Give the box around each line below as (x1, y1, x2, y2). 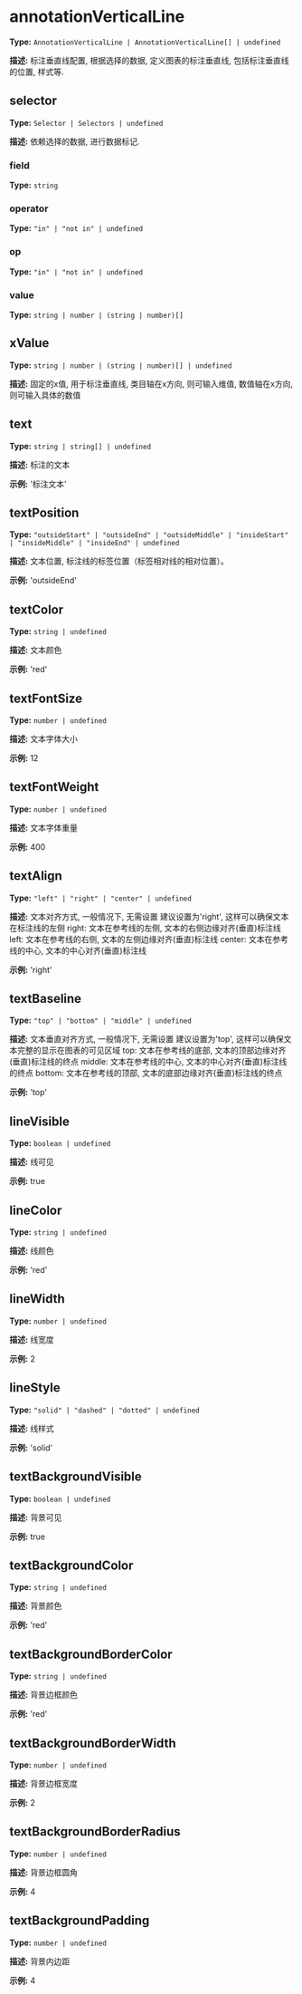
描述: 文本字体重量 (9, 822, 79, 833)
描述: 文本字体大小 (9, 734, 79, 744)
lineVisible (9, 1113, 70, 1129)
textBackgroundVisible (9, 1469, 142, 1485)
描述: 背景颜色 (9, 1601, 62, 1612)
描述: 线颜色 (9, 1246, 54, 1257)
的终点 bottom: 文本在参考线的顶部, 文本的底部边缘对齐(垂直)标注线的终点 (9, 1067, 283, 1079)
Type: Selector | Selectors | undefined (9, 117, 164, 128)
